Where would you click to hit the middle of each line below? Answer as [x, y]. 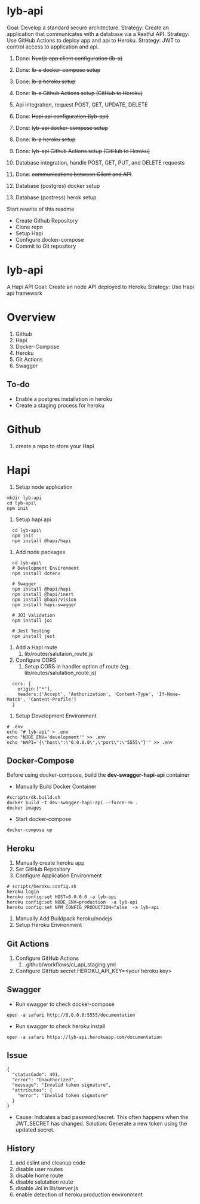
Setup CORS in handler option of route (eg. [77, 666]
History [21, 1148]
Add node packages [40, 552]
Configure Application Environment [59, 875]
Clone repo [29, 227]
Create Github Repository [47, 220]
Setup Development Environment [56, 716]
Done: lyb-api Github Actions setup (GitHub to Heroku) [83, 151]
